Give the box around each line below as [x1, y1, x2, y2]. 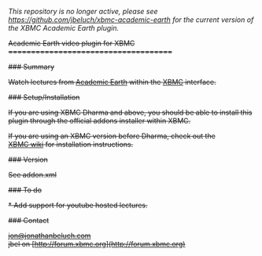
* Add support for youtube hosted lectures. [8, 200, 148, 210]
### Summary [8, 62, 55, 71]
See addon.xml [8, 170, 57, 179]
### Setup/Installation [8, 93, 80, 101]
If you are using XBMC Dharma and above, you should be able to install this [8, 108, 253, 117]
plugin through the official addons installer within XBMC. [8, 116, 191, 125]
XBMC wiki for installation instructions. [8, 140, 134, 148]
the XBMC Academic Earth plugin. [8, 24, 120, 32]
